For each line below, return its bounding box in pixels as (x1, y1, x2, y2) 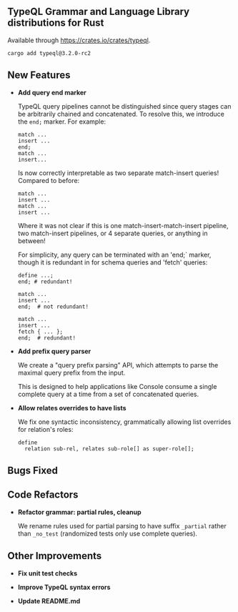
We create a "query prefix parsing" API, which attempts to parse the (17, 360, 219, 369)
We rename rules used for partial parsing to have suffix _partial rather (17, 521, 227, 530)
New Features (7, 69, 71, 82)
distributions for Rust (7, 17, 104, 29)
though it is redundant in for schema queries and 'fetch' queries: (17, 257, 208, 267)
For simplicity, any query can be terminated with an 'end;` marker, (17, 250, 212, 259)
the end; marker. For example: (17, 117, 106, 126)
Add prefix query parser (17, 347, 91, 355)
